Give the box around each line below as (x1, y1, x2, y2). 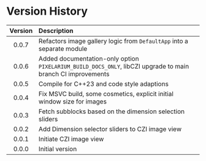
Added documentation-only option (39, 54, 139, 62)
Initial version (39, 144, 77, 153)
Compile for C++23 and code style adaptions (39, 80, 169, 88)
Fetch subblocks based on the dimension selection (39, 107, 185, 116)
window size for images (39, 97, 107, 105)
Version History (6, 4, 88, 18)
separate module (39, 44, 88, 53)
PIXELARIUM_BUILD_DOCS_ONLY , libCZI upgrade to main (39, 62, 189, 70)
